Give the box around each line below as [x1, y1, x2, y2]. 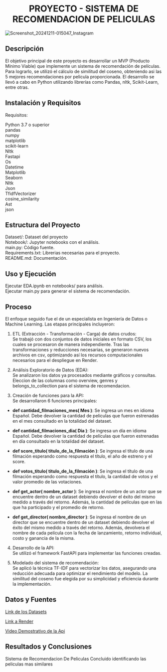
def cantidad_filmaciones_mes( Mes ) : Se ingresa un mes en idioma [12, 407, 155, 413]
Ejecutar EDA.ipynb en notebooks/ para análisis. [5, 283, 104, 289]
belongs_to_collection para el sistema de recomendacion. [12, 383, 131, 389]
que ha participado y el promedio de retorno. [12, 504, 105, 510]
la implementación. [12, 581, 52, 587]
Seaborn [5, 174, 23, 180]
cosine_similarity [5, 195, 40, 202]
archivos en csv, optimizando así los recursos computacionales [12, 352, 143, 358]
